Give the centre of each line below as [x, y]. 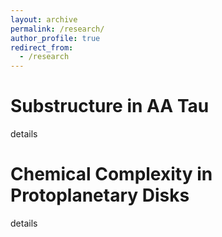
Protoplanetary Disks [100, 195]
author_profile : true [55, 38]
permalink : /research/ [57, 29]
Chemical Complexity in [111, 174]
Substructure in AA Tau [110, 106]
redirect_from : [42, 47]
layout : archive [44, 19]
